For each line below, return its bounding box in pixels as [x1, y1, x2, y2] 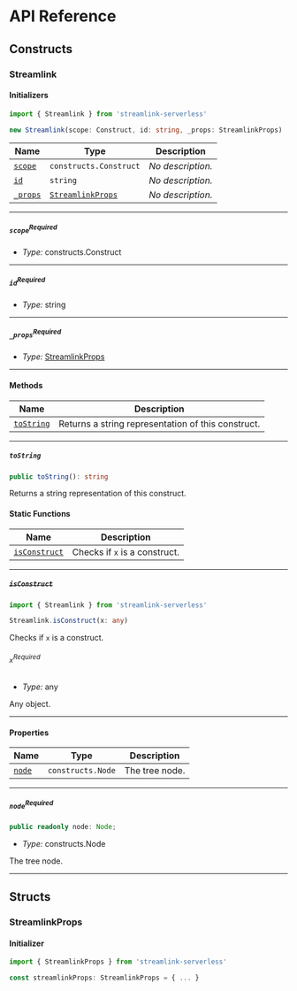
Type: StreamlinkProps [21, 351, 105, 362]
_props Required [9, 327, 62, 340]
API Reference [9, 6, 117, 27]
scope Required [9, 223, 57, 235]
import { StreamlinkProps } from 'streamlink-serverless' [9, 957, 227, 966]
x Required [9, 652, 42, 665]
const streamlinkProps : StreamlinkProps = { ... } [9, 973, 200, 983]
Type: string [21, 299, 66, 310]
